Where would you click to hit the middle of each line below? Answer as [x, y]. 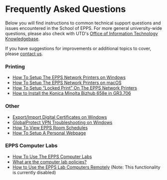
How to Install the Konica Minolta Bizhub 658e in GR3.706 [72, 93]
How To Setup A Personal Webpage [49, 133]
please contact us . [24, 54]
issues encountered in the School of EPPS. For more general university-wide [84, 28]
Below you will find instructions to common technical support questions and [83, 23]
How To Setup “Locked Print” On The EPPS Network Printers [75, 88]
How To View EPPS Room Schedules [50, 127]
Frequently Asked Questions [66, 9]
